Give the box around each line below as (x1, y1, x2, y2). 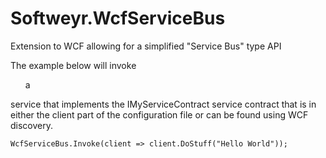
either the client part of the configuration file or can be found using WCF (10, 108, 309, 121)
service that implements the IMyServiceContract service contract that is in (10, 98, 317, 110)
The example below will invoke (10, 59, 137, 71)
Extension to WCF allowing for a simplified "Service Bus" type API (10, 40, 282, 52)
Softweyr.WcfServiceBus (10, 7, 226, 30)
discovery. (10, 119, 54, 131)
